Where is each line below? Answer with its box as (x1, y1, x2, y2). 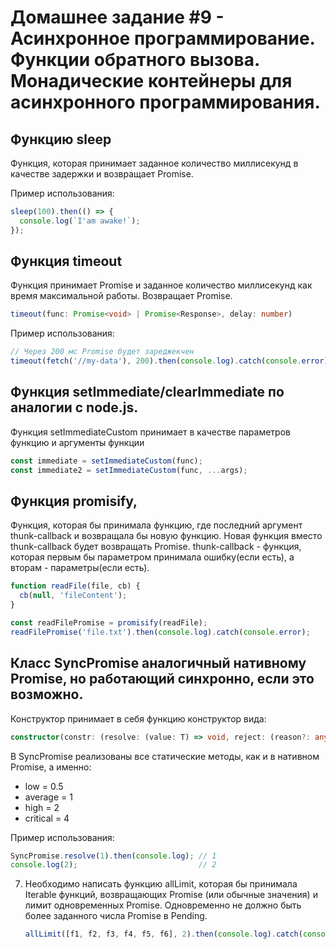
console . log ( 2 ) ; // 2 (10, 860, 217, 870)
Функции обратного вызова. (10, 49, 260, 71)
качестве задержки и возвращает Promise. (10, 168, 194, 180)
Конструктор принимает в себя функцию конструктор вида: (10, 712, 267, 725)
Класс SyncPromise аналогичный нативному (10, 655, 307, 672)
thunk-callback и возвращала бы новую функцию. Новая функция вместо (10, 530, 323, 542)
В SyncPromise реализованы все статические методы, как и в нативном (10, 750, 320, 762)
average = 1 (24, 791, 73, 803)
